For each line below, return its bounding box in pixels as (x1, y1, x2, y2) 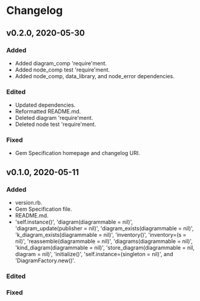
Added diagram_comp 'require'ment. (15, 59, 107, 67)
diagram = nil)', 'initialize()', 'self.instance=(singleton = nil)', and (15, 251, 173, 258)
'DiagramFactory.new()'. (15, 257, 76, 264)
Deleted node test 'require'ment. (15, 121, 96, 128)
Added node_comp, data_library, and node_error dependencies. (15, 72, 175, 79)
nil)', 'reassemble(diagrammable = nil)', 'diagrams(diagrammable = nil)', (15, 237, 193, 245)
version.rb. (15, 199, 42, 207)
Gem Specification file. (15, 205, 73, 213)
